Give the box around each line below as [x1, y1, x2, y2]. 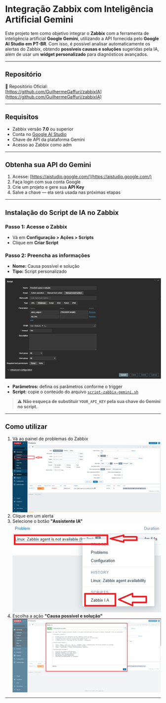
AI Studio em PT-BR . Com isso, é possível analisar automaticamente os [5, 41, 151, 46]
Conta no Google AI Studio [12, 131, 67, 137]
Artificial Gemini [5, 14, 74, 25]
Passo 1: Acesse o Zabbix [5, 223, 68, 230]
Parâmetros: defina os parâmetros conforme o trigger [12, 383, 123, 389]
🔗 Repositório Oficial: [5, 83, 48, 89]
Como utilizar [5, 422, 48, 431]
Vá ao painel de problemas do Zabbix [12, 436, 88, 442]
